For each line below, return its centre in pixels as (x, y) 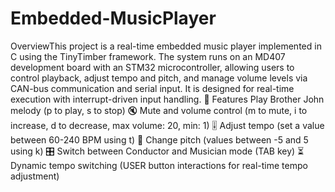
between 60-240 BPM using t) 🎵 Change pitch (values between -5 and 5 (159, 139)
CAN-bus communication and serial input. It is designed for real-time (152, 88)
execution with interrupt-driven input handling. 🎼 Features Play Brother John (167, 99)
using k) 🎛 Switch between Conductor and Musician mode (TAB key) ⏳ (157, 151)
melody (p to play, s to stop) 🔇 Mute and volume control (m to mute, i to (159, 110)
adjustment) (35, 176)
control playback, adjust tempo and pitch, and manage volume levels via (159, 78)
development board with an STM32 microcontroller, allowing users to (152, 67)
